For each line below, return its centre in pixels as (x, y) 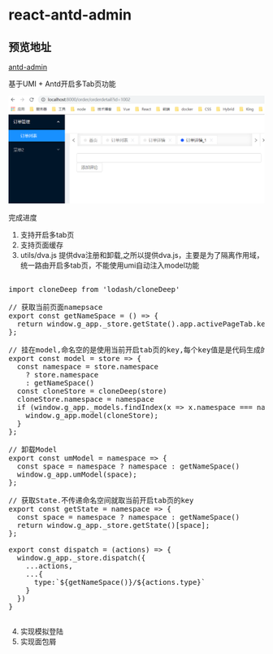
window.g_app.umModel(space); (77, 475)
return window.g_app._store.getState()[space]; (113, 525)
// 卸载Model (33, 450)
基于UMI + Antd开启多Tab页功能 (62, 84)
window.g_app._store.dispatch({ (81, 558)
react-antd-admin (70, 15)
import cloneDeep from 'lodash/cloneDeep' (94, 290)
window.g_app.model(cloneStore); (92, 416)
